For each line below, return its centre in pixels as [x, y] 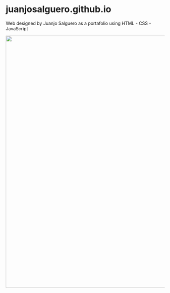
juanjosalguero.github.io [59, 9]
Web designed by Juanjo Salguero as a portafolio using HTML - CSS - [78, 23]
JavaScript [17, 28]
